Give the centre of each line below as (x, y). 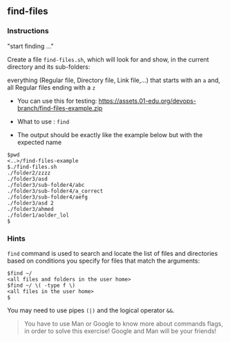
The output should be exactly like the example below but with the (110, 134)
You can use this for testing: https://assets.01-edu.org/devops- (107, 101)
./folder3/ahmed (30, 209)
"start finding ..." (30, 46)
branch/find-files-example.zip (60, 108)
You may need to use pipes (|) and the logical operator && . (91, 310)
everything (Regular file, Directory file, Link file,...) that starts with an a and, (114, 80)
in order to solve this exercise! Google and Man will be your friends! (120, 331)
